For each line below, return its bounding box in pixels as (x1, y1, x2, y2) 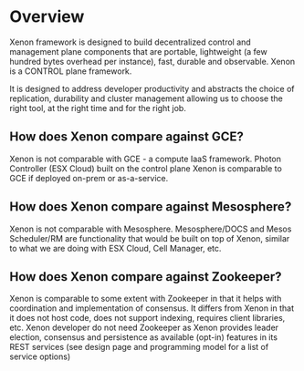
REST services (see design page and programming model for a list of (9, 342, 269, 353)
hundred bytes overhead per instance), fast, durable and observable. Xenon (9, 56, 296, 67)
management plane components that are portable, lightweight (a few (9, 46, 267, 57)
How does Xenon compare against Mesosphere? (9, 199, 292, 215)
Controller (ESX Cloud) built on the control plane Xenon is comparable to (9, 162, 283, 174)
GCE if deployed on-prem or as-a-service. (9, 172, 169, 183)
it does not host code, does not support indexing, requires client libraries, (9, 313, 286, 324)
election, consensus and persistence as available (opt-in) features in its (9, 332, 278, 343)
